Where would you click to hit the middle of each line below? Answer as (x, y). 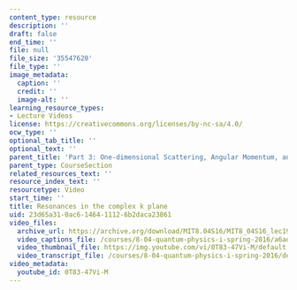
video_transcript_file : (61, 256)
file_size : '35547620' (51, 58)
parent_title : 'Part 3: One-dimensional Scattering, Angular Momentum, (144, 157)
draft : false (33, 34)
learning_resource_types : (57, 108)
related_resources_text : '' (61, 173)
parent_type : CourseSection (61, 165)
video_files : (33, 223)
